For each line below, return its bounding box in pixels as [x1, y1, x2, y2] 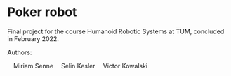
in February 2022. [7, 34, 60, 43]
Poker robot [7, 4, 77, 20]
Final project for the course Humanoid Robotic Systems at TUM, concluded [7, 27, 225, 36]
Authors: [7, 48, 32, 56]
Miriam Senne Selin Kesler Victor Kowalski [13, 61, 148, 70]
